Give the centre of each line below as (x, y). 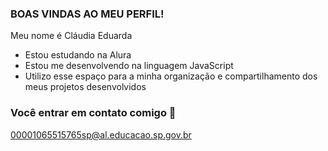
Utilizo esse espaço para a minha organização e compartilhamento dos (171, 76)
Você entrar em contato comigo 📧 (93, 113)
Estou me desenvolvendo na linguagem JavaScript (129, 66)
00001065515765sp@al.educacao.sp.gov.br (101, 134)
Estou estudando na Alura (78, 55)
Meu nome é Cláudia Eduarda (71, 36)
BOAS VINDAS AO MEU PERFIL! (87, 14)
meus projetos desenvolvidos (85, 87)
